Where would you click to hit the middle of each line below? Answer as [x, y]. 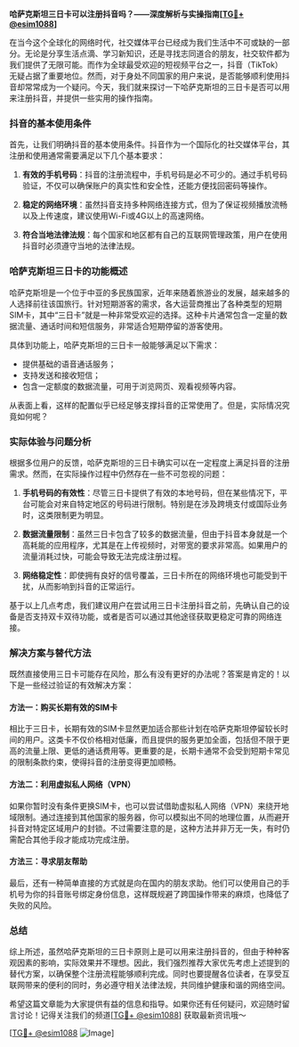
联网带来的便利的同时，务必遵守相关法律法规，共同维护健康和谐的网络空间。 [149, 985]
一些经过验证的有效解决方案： [79, 685]
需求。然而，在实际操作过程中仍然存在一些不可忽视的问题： [118, 474]
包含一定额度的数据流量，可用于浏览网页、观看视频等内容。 [131, 386]
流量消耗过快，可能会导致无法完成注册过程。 [104, 556]
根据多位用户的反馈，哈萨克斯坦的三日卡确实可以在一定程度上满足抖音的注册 [149, 462]
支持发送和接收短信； [61, 375]
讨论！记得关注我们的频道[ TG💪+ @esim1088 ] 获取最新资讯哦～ [131, 1015]
